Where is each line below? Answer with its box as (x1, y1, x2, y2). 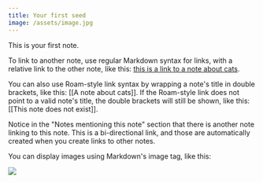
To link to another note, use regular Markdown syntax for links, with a (8, 56, 233, 65)
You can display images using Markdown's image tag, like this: (8, 151, 211, 161)
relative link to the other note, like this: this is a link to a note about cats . (8, 64, 240, 73)
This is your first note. (8, 40, 80, 49)
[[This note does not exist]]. (8, 104, 98, 114)
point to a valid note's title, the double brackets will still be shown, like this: (8, 96, 250, 105)
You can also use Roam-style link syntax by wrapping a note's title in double (8, 79, 256, 89)
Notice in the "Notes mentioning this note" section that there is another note (8, 119, 254, 129)
